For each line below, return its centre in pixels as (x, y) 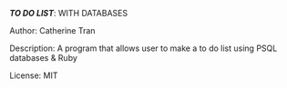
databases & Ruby (43, 58)
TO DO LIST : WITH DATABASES (69, 13)
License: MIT (34, 75)
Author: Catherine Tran (52, 30)
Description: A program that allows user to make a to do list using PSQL (143, 48)
